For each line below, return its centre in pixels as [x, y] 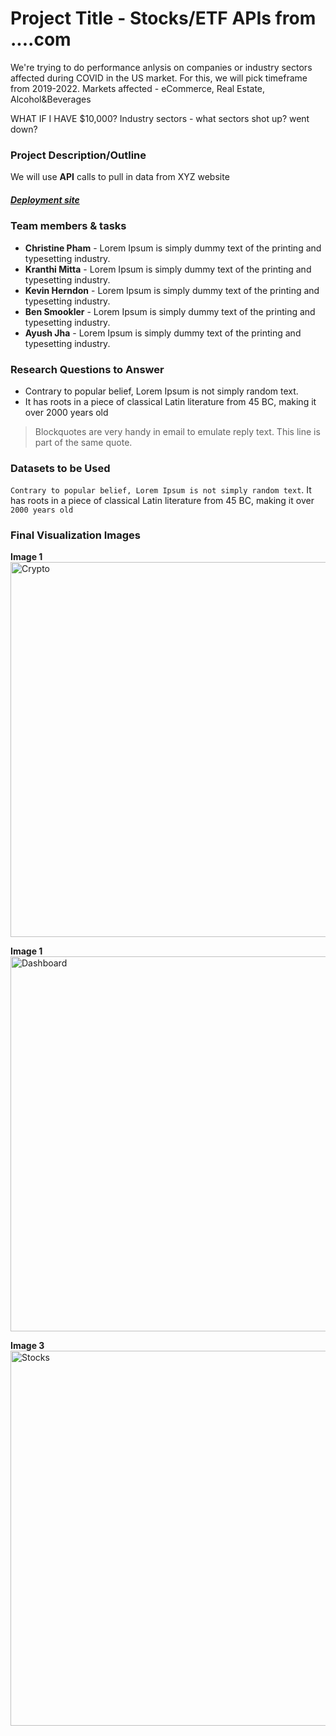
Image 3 [27, 1346]
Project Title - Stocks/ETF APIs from [163, 18]
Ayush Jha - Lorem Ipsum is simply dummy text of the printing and [163, 333]
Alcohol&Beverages [51, 99]
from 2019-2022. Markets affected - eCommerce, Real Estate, [138, 88]
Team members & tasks [68, 226]
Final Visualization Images [76, 535]
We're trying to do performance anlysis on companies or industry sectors [161, 67]
